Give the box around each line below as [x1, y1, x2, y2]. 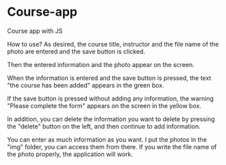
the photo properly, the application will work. [7, 150, 134, 158]
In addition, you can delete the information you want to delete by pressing [7, 114, 216, 123]
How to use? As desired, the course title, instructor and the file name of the [7, 40, 219, 48]
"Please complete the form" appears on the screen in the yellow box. [7, 101, 202, 110]
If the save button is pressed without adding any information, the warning [7, 94, 214, 103]
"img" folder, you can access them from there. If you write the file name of [7, 142, 217, 151]
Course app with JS [7, 27, 63, 35]
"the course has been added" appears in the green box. [7, 81, 164, 89]
